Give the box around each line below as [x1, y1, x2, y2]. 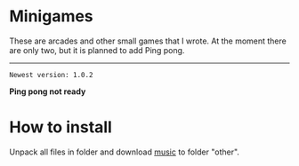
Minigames [9, 6, 93, 27]
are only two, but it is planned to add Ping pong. [9, 44, 185, 55]
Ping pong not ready [9, 86, 86, 97]
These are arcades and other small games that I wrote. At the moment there [9, 36, 287, 46]
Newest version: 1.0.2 [9, 70, 93, 79]
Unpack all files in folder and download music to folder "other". [9, 146, 240, 157]
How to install [9, 117, 113, 138]
